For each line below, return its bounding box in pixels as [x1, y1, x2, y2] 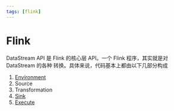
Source [14, 80, 33, 87]
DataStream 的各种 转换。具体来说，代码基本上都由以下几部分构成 [6, 61, 168, 68]
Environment [14, 73, 46, 80]
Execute [14, 99, 35, 106]
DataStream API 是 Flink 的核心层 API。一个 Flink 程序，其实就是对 [6, 54, 168, 61]
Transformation [14, 86, 53, 93]
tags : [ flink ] [6, 8, 42, 15]
